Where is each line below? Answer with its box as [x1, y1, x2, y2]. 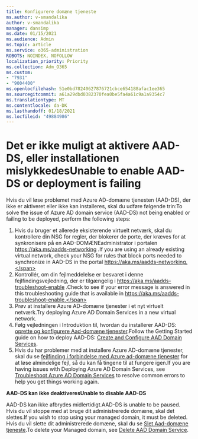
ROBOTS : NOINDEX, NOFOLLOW [6, 53, 73, 59]
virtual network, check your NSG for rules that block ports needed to [14, 252, 182, 259]
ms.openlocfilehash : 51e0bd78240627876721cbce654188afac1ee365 [6, 86, 165, 92]
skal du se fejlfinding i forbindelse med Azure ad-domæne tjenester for [14, 353, 188, 360]
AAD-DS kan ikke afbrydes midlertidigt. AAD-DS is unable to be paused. [6, 401, 181, 408]
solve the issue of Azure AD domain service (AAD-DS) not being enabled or [6, 209, 190, 217]
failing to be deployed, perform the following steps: [6, 215, 131, 222]
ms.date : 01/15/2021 [6, 31, 57, 37]
